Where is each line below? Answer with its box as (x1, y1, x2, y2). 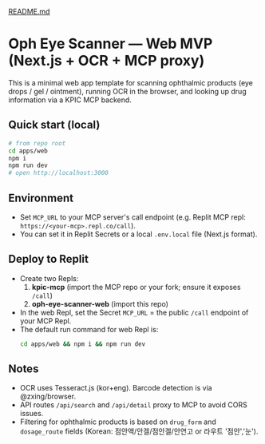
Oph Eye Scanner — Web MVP (8, 35, 213, 53)
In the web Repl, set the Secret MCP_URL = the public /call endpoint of (19, 307, 249, 317)
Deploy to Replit (8, 252, 89, 266)
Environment (8, 191, 74, 204)
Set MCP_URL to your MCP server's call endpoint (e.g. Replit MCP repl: (19, 212, 246, 222)
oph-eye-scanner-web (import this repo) (31, 299, 169, 308)
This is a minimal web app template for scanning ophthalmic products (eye (8, 77, 254, 87)
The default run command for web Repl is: (19, 324, 159, 334)
